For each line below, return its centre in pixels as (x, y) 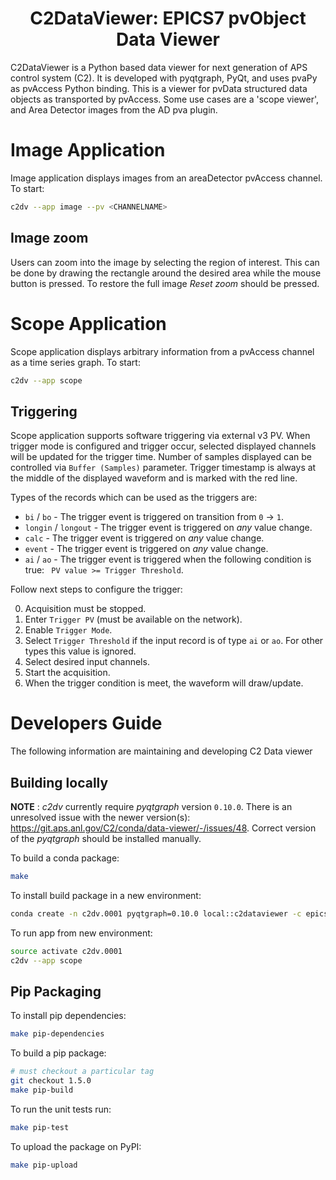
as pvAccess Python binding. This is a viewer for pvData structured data (159, 88)
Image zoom (49, 238)
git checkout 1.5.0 (51, 1081)
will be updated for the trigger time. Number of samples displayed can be (161, 457)
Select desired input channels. (87, 662)
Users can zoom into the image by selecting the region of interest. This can (165, 262)
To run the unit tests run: (61, 1109)
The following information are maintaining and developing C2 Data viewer (161, 751)
